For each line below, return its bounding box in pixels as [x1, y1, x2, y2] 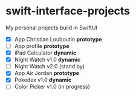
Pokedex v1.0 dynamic [14, 76, 72, 83]
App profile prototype [14, 43, 70, 49]
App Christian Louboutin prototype [14, 35, 102, 43]
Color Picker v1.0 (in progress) [14, 83, 90, 91]
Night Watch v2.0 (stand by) [14, 63, 85, 70]
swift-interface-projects [5, 4, 131, 18]
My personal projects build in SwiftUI [5, 24, 98, 31]
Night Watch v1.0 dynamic [14, 56, 81, 64]
